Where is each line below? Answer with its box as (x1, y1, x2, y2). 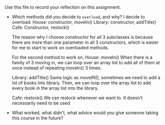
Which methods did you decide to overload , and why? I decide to (11, 14, 145, 19)
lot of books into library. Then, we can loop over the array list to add (11, 80, 151, 86)
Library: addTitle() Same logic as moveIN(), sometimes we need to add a (11, 75, 161, 80)
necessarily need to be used (11, 100, 71, 106)
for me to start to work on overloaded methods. (11, 45, 109, 50)
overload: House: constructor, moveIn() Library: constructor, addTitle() (11, 19, 157, 25)
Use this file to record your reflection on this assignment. (4, 4, 121, 10)
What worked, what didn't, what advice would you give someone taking (11, 110, 159, 116)
